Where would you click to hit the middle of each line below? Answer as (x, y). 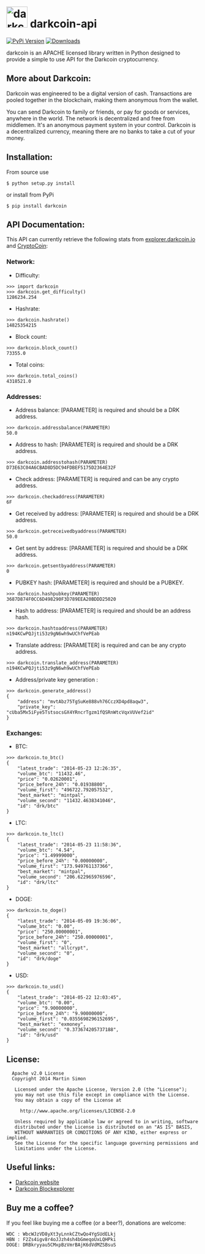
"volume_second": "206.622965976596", (67, 877)
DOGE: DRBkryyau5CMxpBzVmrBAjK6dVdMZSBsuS (61, 1245)
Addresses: (24, 397)
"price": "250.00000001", (50, 932)
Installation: (30, 157)
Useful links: (31, 1167)
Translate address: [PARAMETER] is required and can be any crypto (101, 645)
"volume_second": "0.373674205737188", (68, 1030)
